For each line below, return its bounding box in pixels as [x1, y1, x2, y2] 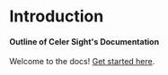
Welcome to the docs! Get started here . [9, 56, 155, 67]
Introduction [9, 6, 104, 27]
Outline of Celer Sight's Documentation [9, 36, 160, 46]
